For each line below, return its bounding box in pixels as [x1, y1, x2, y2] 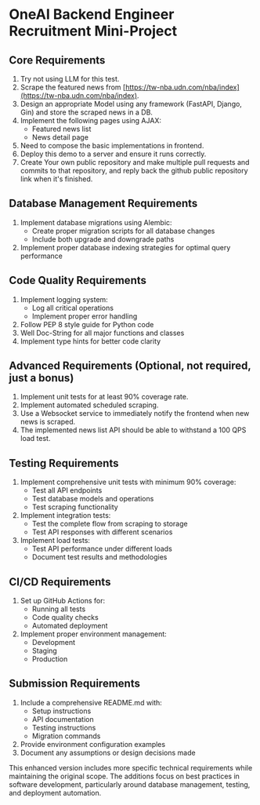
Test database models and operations [31, 494, 154, 504]
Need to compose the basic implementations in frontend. [20, 141, 204, 150]
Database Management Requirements [9, 197, 198, 210]
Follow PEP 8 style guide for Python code [20, 319, 154, 329]
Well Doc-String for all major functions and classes [20, 328, 185, 337]
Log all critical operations [31, 303, 114, 312]
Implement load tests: [20, 536, 91, 545]
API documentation [31, 714, 94, 723]
